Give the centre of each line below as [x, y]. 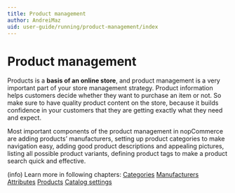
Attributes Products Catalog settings [60, 182]
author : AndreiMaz [34, 20]
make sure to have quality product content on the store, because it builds [113, 103]
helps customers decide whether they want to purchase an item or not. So [114, 96]
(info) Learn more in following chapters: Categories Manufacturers [103, 175]
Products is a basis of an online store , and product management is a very [114, 80]
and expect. [25, 118]
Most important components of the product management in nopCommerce [115, 131]
